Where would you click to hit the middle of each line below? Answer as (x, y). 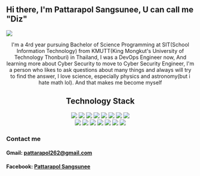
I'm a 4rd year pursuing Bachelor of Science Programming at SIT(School (100, 45)
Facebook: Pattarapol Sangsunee (48, 166)
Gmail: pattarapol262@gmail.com (49, 153)
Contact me (24, 139)
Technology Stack (100, 101)
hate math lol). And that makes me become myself (100, 82)
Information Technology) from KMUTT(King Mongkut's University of (100, 51)
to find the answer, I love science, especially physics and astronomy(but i (100, 76)
